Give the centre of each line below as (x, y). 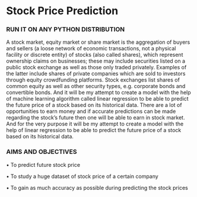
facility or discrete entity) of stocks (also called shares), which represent (95, 55)
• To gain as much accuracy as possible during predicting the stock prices (97, 188)
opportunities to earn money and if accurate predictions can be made (91, 111)
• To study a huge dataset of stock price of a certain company (82, 176)
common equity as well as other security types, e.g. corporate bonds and (96, 86)
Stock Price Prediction (62, 11)
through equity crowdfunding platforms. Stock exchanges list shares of (93, 80)
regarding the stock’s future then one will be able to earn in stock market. (96, 118)
